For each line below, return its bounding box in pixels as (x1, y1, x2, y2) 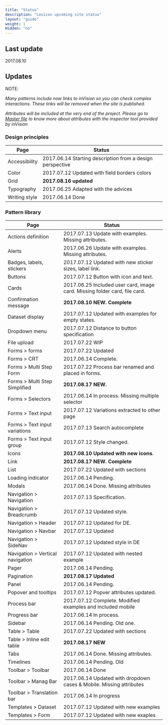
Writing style (7, 194, 37, 201)
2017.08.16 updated (42, 177, 93, 184)
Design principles (5, 133, 49, 140)
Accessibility (7, 158, 38, 165)
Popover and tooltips (7, 589, 56, 596)
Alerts (7, 248, 22, 255)
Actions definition (7, 233, 49, 240)
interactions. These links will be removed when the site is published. (5, 101, 145, 107)
